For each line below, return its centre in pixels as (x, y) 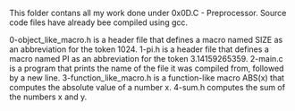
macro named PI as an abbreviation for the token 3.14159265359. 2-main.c (146, 59)
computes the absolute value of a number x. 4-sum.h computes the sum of (147, 87)
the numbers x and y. (48, 97)
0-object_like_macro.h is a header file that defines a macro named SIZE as (146, 40)
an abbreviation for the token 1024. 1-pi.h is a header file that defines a (139, 49)
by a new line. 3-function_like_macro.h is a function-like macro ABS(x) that (147, 78)
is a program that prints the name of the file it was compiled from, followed (147, 68)
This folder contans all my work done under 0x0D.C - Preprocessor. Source (148, 13)
